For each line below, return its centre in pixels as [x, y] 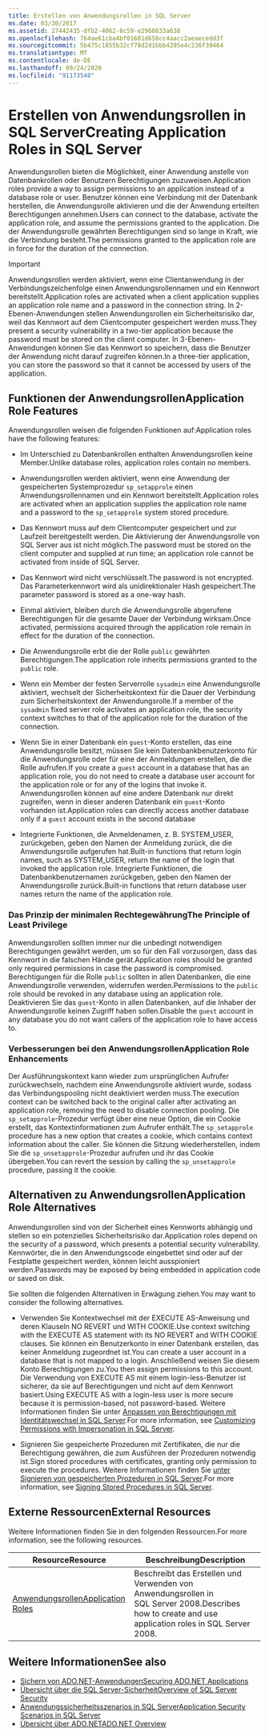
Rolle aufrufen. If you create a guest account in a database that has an [134, 768]
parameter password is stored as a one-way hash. [102, 595]
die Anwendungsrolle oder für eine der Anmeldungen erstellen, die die [136, 759]
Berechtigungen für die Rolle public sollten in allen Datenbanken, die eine [130, 977]
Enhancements [38, 1059]
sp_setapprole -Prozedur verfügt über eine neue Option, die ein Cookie [125, 1118]
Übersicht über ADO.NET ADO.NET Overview [93, 1724]
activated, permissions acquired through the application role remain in [135, 628]
